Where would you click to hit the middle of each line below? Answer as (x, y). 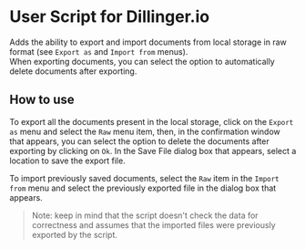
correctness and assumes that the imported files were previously (153, 224)
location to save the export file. (67, 161)
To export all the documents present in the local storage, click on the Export (152, 121)
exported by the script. (75, 234)
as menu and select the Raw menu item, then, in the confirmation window (145, 131)
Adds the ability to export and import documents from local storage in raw (148, 42)
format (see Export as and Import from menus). (99, 51)
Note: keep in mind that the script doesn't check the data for (145, 215)
